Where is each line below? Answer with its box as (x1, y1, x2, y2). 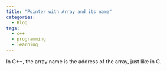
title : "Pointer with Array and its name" (6, 8, 112, 15)
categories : (6, 14, 35, 20)
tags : (6, 25, 19, 31)
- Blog (11, 20, 28, 25)
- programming (11, 36, 46, 42)
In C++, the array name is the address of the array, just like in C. (6, 57, 162, 65)
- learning (11, 42, 38, 48)
